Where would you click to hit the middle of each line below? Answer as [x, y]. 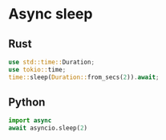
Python [27, 103]
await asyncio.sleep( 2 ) [48, 128]
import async [30, 121]
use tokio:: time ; [37, 69]
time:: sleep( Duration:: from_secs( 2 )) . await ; [84, 77]
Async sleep [51, 14]
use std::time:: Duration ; [51, 62]
